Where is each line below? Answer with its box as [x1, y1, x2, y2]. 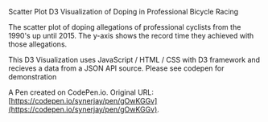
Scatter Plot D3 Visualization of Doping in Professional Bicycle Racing [8, 7, 239, 16]
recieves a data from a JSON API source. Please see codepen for [8, 63, 225, 73]
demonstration [8, 72, 57, 81]
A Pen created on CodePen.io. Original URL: [8, 87, 155, 97]
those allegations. [8, 39, 68, 49]
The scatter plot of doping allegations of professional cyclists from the [8, 22, 241, 31]
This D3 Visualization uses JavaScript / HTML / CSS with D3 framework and [8, 55, 260, 64]
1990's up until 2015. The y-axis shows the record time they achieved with [8, 31, 254, 40]
